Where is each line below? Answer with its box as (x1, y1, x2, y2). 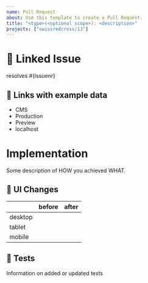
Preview (15, 119, 36, 126)
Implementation (6, 147, 88, 161)
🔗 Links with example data (6, 89, 108, 100)
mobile (9, 232, 29, 241)
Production (15, 113, 43, 119)
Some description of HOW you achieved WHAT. (6, 167, 126, 174)
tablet (9, 223, 26, 231)
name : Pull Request (6, 9, 56, 15)
